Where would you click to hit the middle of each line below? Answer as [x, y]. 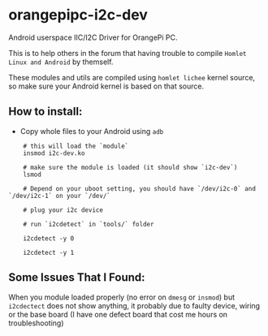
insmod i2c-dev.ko [54, 153]
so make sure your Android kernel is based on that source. [106, 86]
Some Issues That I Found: [77, 278]
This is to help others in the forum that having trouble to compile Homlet [128, 53]
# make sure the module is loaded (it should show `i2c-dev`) [130, 167]
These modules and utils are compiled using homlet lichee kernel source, [132, 77]
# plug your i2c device [63, 210]
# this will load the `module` [76, 146]
